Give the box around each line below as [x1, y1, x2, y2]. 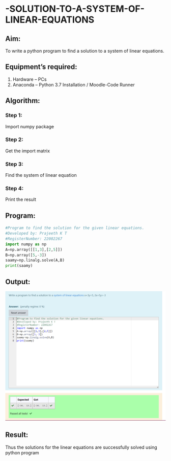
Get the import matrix [5, 148, 50, 154]
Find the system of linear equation [5, 172, 77, 178]
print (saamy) [5, 263, 33, 268]
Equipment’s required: [5, 62, 77, 72]
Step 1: [5, 112, 22, 119]
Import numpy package [5, 123, 54, 129]
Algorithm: [5, 97, 40, 105]
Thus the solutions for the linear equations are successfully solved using [5, 444, 158, 450]
